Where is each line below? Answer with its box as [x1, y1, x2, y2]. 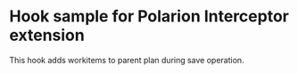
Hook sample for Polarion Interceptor [9, 6, 290, 27]
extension [9, 25, 85, 45]
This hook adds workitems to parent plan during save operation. [9, 54, 244, 65]
